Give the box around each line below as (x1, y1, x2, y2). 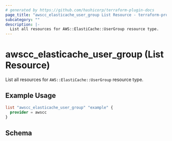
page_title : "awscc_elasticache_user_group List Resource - (5, 12, 137, 17)
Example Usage (5, 91, 56, 100)
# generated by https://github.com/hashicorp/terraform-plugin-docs (5, 7, 155, 13)
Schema (5, 129, 32, 137)
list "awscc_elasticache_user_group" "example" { (5, 105, 114, 110)
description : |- (5, 22, 40, 27)
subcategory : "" (5, 17, 40, 22)
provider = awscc (10, 110, 47, 115)
